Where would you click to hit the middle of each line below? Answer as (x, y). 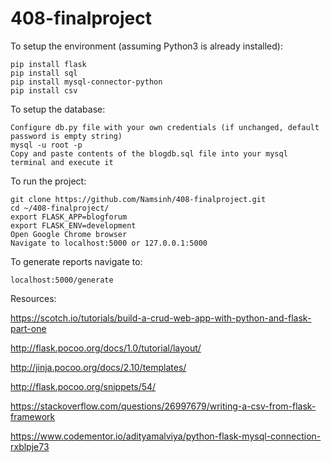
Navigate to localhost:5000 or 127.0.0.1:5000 (109, 243)
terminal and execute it (62, 162)
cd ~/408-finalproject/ (60, 208)
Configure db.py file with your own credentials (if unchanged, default (165, 127)
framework (33, 416)
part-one (28, 328)
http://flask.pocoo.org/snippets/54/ (83, 386)
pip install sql (44, 73)
